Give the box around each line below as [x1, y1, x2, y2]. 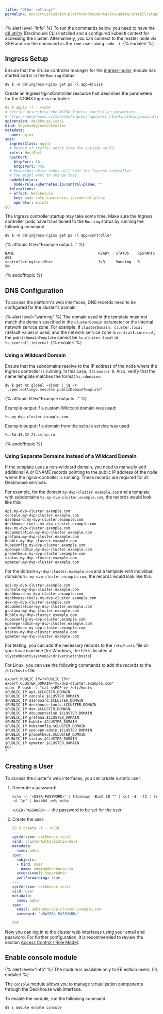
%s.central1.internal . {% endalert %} [5, 340, 82, 346]
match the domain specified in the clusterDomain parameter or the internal [5, 319, 154, 325]
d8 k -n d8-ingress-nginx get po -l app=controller [5, 233, 112, 238]
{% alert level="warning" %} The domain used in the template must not [5, 314, 147, 320]
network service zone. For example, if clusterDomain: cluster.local [5, 324, 143, 330]
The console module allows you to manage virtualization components [5, 981, 143, 987]
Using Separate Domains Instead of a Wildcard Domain [5, 453, 137, 460]
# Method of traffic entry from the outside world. [9, 146, 116, 151]
